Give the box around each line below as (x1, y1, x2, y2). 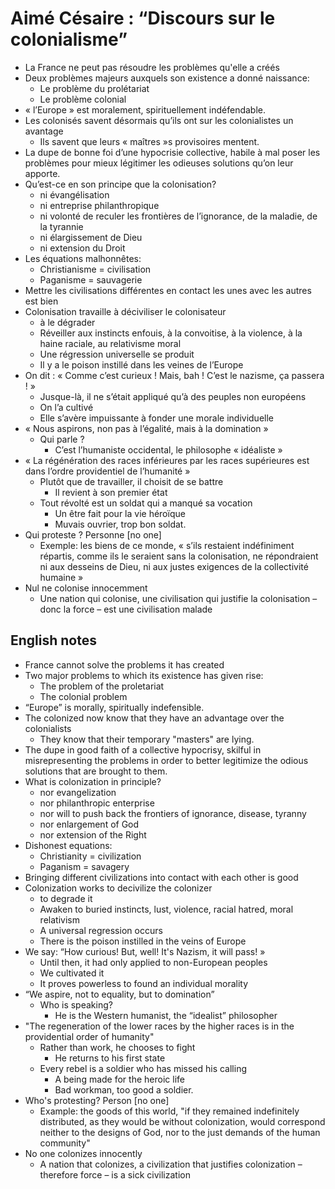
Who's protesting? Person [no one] (24, 1094, 170, 1106)
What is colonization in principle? (24, 775, 162, 787)
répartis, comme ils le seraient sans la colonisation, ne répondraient (39, 550, 319, 562)
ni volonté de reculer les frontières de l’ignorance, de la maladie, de (39, 210, 318, 222)
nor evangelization (39, 786, 117, 798)
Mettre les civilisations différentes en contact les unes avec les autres (24, 284, 312, 296)
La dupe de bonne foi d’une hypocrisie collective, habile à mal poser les (24, 146, 321, 158)
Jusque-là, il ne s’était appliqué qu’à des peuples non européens (39, 390, 307, 402)
